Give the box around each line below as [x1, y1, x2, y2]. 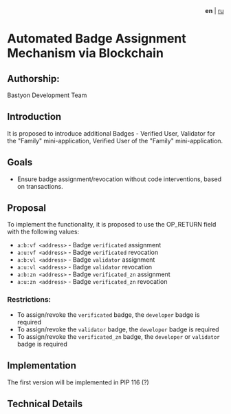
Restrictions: [7, 295, 52, 304]
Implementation [7, 360, 77, 371]
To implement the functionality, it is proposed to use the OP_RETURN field [7, 220, 217, 229]
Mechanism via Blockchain [7, 45, 164, 61]
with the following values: [7, 227, 80, 236]
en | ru [205, 7, 224, 14]
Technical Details [7, 397, 83, 409]
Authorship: [7, 72, 60, 85]
